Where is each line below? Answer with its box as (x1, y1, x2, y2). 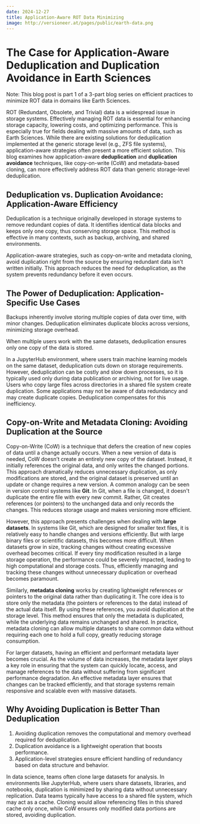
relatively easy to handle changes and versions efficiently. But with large (6, 530, 184, 538)
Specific (6, 297, 38, 308)
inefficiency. (6, 400, 36, 407)
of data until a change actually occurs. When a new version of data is (6, 449, 177, 456)
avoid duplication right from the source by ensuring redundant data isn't (6, 258, 183, 265)
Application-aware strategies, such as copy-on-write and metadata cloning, (6, 252, 193, 259)
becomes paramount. (6, 575, 59, 582)
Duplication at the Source (6, 427, 103, 437)
